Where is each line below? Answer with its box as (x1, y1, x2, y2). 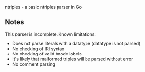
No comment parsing (12, 61, 56, 67)
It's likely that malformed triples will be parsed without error (12, 56, 134, 62)
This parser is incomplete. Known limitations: (5, 31, 96, 37)
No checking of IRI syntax (12, 46, 65, 52)
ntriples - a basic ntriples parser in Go (5, 4, 82, 10)
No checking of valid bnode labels (12, 51, 82, 56)
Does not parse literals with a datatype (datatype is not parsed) (12, 40, 141, 46)
